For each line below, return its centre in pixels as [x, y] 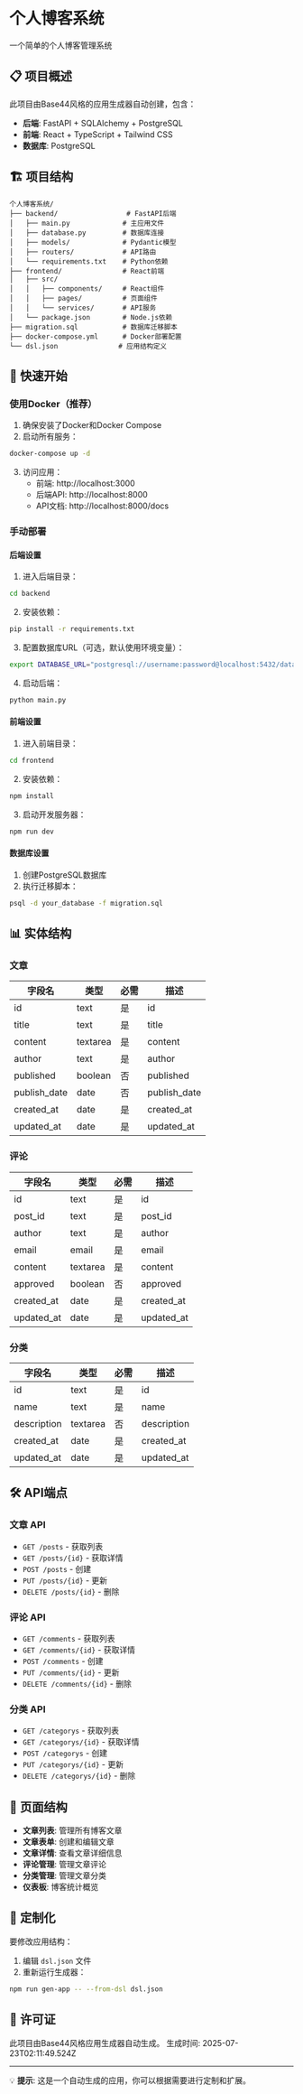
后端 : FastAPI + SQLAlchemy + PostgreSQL [102, 123]
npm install [32, 796]
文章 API [28, 1525]
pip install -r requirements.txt [72, 629]
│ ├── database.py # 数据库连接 [87, 233]
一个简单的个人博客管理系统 [61, 45]
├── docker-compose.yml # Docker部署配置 [96, 336]
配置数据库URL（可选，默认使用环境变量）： [103, 647]
